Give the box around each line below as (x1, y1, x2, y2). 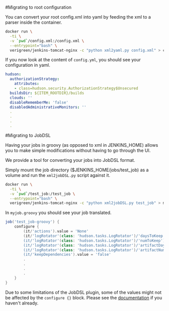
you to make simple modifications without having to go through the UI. (5, 147, 151, 153)
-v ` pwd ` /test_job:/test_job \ (10, 191, 75, 196)
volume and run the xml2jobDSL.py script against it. (5, 172, 111, 178)
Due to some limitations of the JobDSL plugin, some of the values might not (5, 289, 162, 295)
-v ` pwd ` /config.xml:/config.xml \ (10, 38, 84, 43)
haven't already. (5, 300, 39, 306)
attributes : (14, 81, 39, 86)
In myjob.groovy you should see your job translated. (5, 210, 112, 216)
